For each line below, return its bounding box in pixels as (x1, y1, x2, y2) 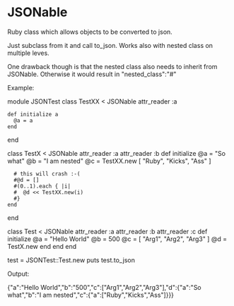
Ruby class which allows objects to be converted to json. (7, 27, 173, 36)
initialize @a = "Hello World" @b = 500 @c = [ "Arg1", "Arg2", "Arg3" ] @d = (7, 234, 228, 243)
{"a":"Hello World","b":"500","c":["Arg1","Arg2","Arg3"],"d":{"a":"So (7, 283, 201, 291)
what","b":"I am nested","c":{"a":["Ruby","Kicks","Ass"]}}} (7, 290, 175, 299)
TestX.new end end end (7, 242, 77, 250)
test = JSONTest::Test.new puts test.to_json (7, 255, 136, 264)
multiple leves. (7, 49, 49, 57)
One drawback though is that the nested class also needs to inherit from (7, 62, 218, 71)
